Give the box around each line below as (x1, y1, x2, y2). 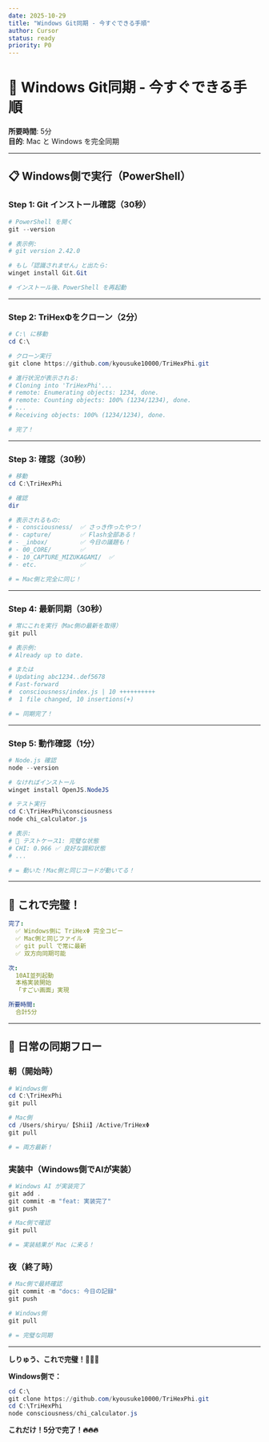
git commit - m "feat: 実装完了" (8, 1197, 112, 1205)
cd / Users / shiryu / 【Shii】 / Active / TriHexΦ (8, 1122, 150, 1130)
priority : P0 (8, 42, 52, 50)
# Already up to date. (8, 651, 84, 659)
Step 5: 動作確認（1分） (8, 737, 100, 749)
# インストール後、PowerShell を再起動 (8, 283, 126, 291)
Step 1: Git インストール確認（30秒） (8, 199, 151, 211)
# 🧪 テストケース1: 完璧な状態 (8, 837, 99, 845)
